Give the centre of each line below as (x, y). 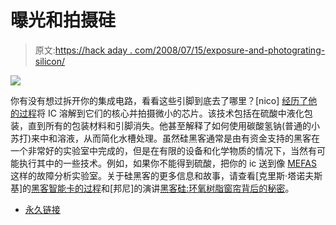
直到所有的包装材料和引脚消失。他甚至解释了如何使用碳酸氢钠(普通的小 (174, 125)
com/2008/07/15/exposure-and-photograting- (230, 50)
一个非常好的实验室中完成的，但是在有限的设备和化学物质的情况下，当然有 (163, 150)
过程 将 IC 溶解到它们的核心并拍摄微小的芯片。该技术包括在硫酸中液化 (161, 113)
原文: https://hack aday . (83, 50)
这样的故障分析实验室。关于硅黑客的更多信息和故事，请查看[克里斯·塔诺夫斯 (166, 175)
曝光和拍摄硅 (63, 20)
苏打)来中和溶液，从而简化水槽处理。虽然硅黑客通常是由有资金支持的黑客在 (165, 138)
